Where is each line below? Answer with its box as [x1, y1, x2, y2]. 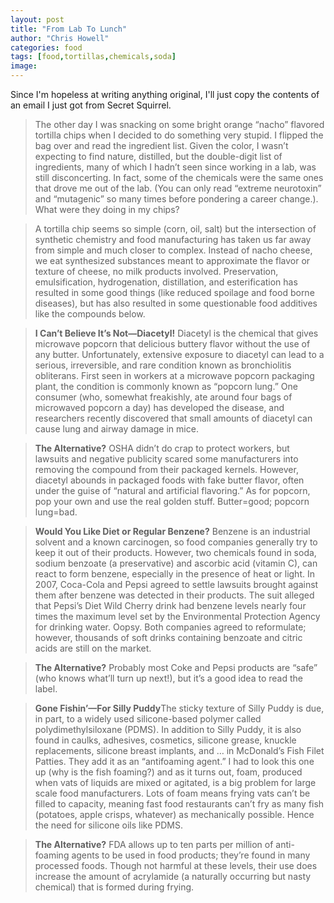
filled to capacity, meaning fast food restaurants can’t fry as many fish [34, 798, 325, 810]
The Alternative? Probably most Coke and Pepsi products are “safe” [34, 662, 318, 673]
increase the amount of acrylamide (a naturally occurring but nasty [34, 871, 312, 882]
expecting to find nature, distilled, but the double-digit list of [34, 151, 283, 162]
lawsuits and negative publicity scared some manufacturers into [34, 453, 299, 465]
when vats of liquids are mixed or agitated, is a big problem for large [34, 777, 317, 788]
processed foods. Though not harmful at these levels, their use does [34, 860, 318, 871]
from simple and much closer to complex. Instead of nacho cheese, [34, 244, 313, 256]
